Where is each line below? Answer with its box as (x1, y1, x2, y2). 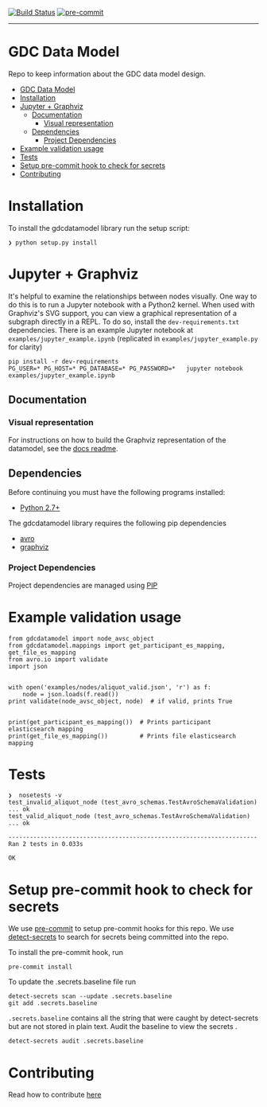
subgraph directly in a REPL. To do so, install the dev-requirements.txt (8, 317, 240, 326)
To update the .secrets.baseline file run (8, 977, 137, 987)
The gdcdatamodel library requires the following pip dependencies (8, 518, 226, 528)
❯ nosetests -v (8, 792, 62, 800)
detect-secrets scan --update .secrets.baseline (8, 992, 172, 1000)
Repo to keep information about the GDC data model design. (8, 68, 207, 79)
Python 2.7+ (19, 503, 60, 513)
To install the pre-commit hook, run (8, 948, 124, 957)
